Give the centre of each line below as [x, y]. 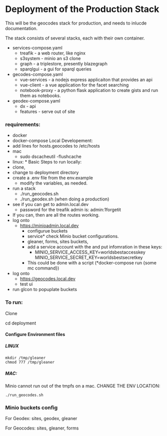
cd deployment [21, 323]
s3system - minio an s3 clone [50, 58]
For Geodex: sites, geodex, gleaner [41, 418]
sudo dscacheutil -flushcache [50, 156]
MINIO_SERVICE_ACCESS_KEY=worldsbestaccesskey [90, 252]
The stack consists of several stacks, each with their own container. [75, 38]
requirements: [23, 124]
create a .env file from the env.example [53, 178]
